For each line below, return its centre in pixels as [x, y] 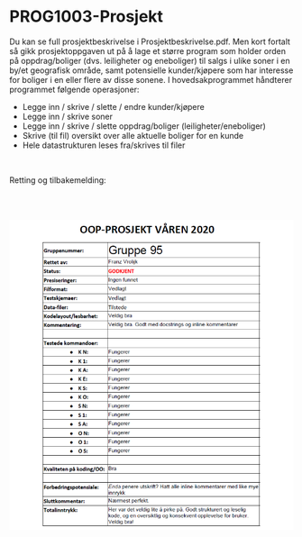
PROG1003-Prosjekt [87, 17]
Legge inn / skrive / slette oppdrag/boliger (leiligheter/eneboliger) [144, 126]
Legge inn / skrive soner [68, 116]
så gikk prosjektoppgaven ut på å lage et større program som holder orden [148, 50]
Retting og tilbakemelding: [58, 180]
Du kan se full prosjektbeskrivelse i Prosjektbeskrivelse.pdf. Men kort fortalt [150, 41]
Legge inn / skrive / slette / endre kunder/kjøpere [113, 106]
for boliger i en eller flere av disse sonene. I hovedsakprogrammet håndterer [151, 79]
